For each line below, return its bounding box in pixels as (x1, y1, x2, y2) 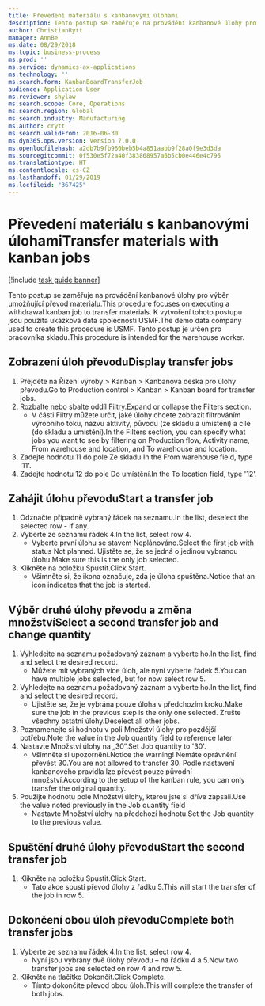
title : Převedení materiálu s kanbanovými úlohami (8, 11, 179, 20)
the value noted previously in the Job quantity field (19, 801, 186, 810)
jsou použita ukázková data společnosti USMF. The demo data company (8, 315, 242, 325)
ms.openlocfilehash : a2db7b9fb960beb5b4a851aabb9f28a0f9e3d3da (8, 144, 221, 152)
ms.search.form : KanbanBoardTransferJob (8, 78, 144, 86)
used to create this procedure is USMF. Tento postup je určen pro (8, 324, 222, 333)
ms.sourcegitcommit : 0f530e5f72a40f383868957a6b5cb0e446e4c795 (8, 151, 221, 159)
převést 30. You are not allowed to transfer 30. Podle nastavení (31, 758, 235, 768)
